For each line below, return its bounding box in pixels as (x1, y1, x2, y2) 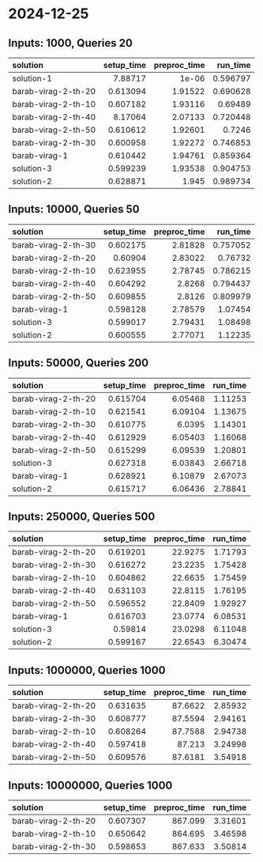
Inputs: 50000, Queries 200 (8, 357, 149, 370)
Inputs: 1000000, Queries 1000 (8, 664, 166, 677)
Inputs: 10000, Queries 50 (8, 202, 140, 216)
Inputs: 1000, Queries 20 (8, 36, 133, 50)
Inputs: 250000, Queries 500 (8, 510, 156, 524)
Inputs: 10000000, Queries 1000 (8, 778, 173, 792)
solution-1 (12, 73, 53, 84)
